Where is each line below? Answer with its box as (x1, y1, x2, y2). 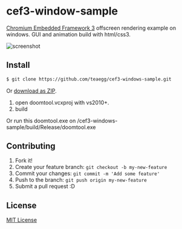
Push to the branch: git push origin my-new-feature (15, 176, 147, 184)
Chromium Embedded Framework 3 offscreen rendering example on (6, 24, 177, 32)
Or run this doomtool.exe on (6, 117, 76, 124)
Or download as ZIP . (6, 87, 57, 95)
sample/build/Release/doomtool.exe (6, 123, 96, 131)
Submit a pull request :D (15, 183, 76, 190)
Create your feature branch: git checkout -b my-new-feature (15, 164, 167, 171)
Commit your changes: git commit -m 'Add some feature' (15, 170, 160, 177)
